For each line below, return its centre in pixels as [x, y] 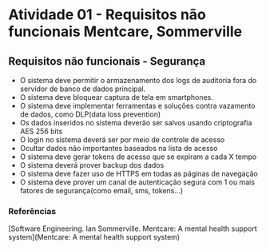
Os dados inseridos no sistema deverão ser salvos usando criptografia [136, 123]
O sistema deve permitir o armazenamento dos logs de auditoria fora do [138, 80]
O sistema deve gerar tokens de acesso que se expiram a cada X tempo [138, 157]
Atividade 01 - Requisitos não [107, 15]
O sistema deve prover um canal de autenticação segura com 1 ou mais [137, 182]
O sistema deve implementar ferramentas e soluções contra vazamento [137, 106]
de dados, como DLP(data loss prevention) [90, 114]
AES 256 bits [41, 131]
